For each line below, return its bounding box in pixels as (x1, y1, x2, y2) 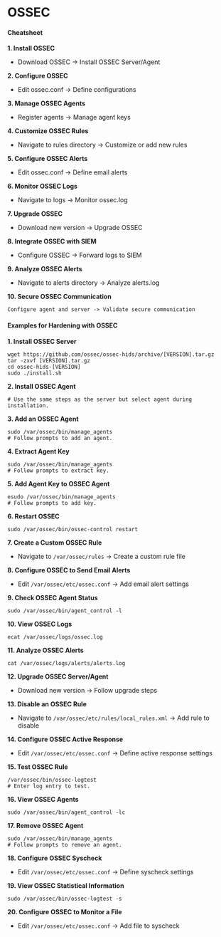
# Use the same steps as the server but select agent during (7, 396, 193, 403)
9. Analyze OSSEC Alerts (7, 265, 83, 273)
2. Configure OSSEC (7, 72, 69, 80)
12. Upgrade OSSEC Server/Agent (7, 672, 109, 681)
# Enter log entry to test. (7, 782, 91, 790)
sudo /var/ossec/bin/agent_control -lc (7, 809, 126, 816)
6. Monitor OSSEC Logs (7, 182, 78, 191)
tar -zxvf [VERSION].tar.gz (7, 357, 91, 364)
